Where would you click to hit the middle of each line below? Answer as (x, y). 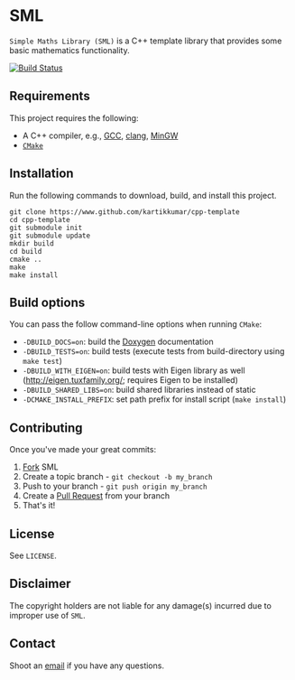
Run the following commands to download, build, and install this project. (143, 195)
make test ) (42, 361)
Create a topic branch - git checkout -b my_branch (117, 477)
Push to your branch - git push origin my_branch (115, 486)
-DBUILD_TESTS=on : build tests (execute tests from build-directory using (153, 351)
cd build (26, 251)
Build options (47, 302)
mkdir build (32, 243)
